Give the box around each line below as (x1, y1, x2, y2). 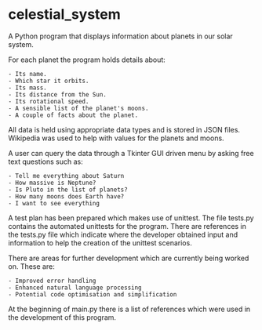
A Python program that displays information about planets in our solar (8, 31, 233, 41)
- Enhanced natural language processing (8, 284, 143, 292)
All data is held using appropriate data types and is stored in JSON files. (8, 125, 241, 134)
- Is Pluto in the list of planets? (8, 186, 128, 194)
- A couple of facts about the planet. (8, 111, 139, 119)
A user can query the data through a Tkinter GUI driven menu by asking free (8, 148, 254, 158)
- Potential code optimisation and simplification (8, 290, 177, 299)
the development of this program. (8, 312, 116, 322)
